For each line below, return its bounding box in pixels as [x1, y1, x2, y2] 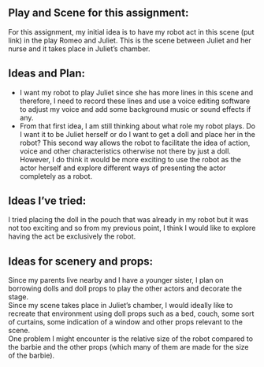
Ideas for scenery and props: [8, 254, 154, 268]
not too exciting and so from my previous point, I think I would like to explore [8, 224, 256, 233]
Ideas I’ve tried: [8, 195, 87, 208]
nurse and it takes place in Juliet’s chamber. [8, 43, 151, 54]
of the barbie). [8, 350, 55, 361]
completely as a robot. [19, 171, 93, 180]
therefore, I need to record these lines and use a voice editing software [19, 96, 251, 106]
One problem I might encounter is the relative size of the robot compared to [8, 334, 254, 343]
